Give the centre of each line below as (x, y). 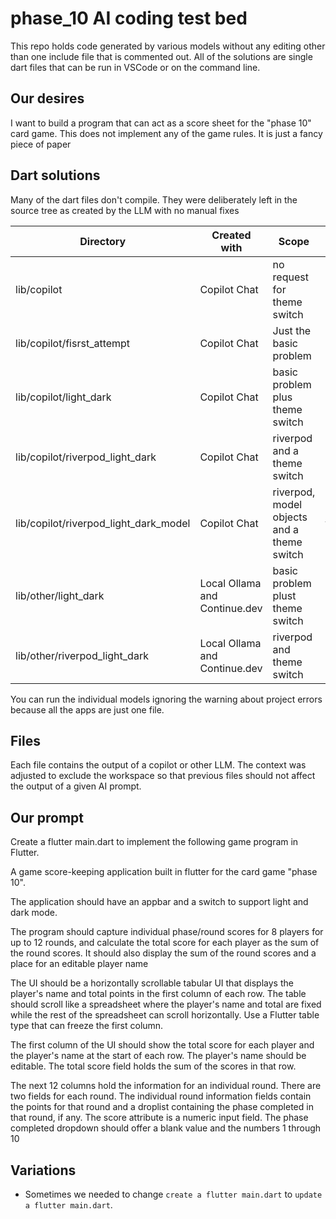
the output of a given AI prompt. (76, 786)
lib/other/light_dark (60, 595)
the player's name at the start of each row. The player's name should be (158, 1056)
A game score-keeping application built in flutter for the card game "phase (164, 872)
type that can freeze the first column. (87, 1026)
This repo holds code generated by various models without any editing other (168, 46)
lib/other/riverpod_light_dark (82, 655)
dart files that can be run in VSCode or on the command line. (135, 67)
